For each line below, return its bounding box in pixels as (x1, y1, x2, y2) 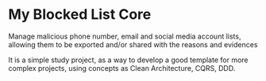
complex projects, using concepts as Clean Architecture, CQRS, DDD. (8, 63, 236, 72)
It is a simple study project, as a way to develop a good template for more (8, 55, 249, 64)
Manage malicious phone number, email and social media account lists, (8, 31, 241, 41)
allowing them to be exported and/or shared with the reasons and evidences (8, 39, 258, 49)
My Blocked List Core (8, 6, 152, 24)
